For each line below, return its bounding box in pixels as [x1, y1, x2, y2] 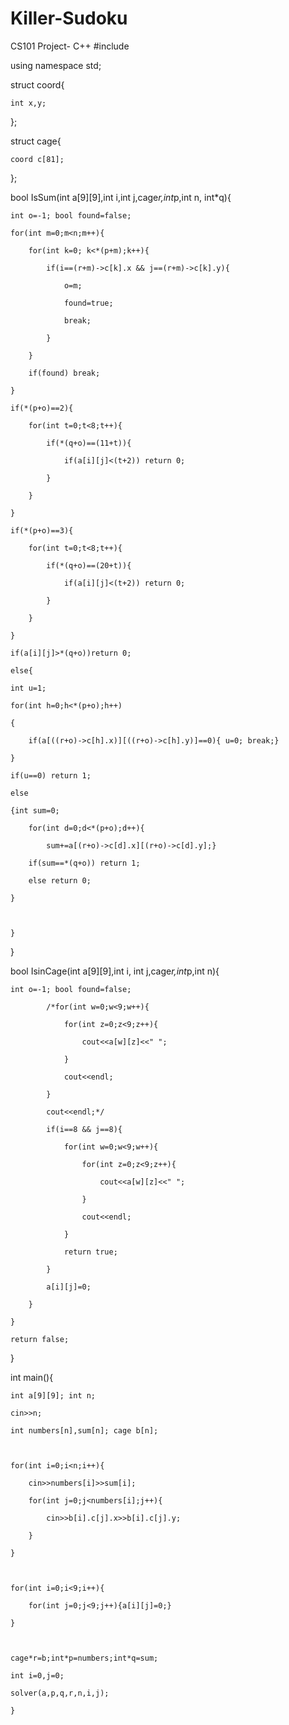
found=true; [63, 298, 114, 308]
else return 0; [28, 875, 92, 886]
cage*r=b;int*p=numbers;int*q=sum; [10, 1653, 159, 1663]
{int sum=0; [10, 805, 60, 816]
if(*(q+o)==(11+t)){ [46, 438, 132, 448]
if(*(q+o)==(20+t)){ [46, 560, 132, 571]
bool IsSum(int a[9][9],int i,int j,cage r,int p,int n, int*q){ [10, 191, 232, 203]
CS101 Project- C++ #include [10, 40, 130, 52]
